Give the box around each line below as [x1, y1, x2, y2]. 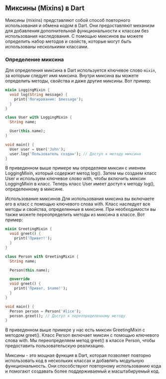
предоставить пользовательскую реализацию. [5, 343, 105, 349]
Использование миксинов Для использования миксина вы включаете [5, 196, 155, 202]
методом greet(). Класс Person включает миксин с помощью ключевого [5, 332, 160, 338]
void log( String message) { [9, 92, 68, 97]
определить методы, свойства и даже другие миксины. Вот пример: [5, 78, 152, 84]
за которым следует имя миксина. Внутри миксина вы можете [5, 73, 139, 79]
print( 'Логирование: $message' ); [14, 96, 83, 101]
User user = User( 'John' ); [9, 147, 66, 152]
